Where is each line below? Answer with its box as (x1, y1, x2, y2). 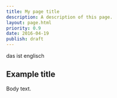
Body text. (6, 85, 31, 92)
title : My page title (6, 8, 60, 15)
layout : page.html (6, 19, 52, 25)
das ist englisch (6, 53, 45, 59)
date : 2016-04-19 (6, 31, 49, 37)
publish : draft (6, 36, 44, 42)
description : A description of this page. (6, 14, 113, 20)
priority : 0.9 (6, 25, 42, 31)
